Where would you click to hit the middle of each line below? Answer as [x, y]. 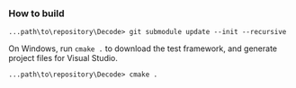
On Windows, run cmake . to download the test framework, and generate [143, 48]
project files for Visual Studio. [63, 58]
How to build [36, 13]
